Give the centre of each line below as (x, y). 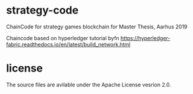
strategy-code (42, 10)
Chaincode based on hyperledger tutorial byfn (63, 38)
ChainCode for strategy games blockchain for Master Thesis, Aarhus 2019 (97, 27)
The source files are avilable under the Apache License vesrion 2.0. (88, 85)
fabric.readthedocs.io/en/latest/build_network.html (68, 44)
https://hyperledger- (145, 38)
